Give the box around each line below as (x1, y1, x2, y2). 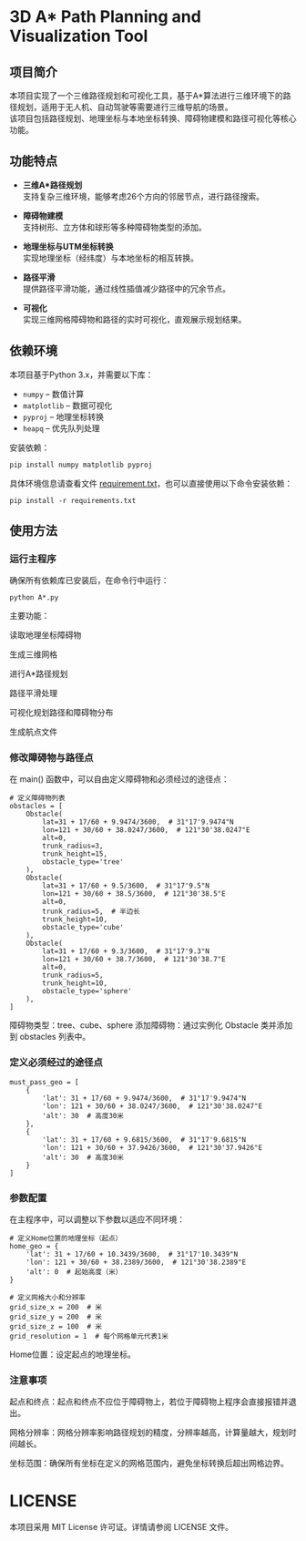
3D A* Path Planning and (9, 6, 202, 27)
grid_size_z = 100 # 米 (9, 1322, 103, 1331)
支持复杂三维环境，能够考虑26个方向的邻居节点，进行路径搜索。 (22, 190, 265, 201)
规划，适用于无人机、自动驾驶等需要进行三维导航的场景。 (16, 102, 233, 112)
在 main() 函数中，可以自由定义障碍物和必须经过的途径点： (9, 774, 229, 785)
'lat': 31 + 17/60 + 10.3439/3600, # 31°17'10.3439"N (25, 1250, 239, 1259)
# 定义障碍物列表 (9, 794, 66, 803)
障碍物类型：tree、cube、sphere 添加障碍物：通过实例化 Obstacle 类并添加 (9, 1020, 293, 1031)
